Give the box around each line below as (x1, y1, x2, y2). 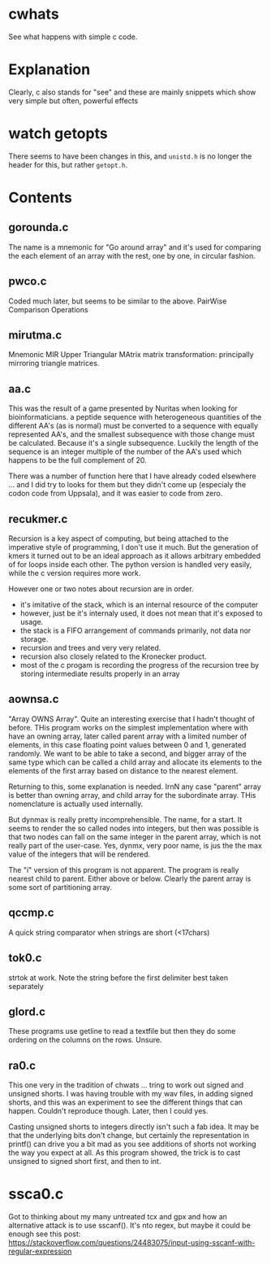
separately (8, 981, 45, 991)
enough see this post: (8, 1229, 81, 1239)
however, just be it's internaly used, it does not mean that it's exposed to (19, 608, 263, 618)
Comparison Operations (8, 304, 88, 314)
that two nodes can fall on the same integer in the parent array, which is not (8, 831, 261, 842)
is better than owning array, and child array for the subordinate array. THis (8, 790, 256, 800)
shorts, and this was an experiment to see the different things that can (8, 1097, 243, 1107)
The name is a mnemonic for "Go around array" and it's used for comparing (8, 242, 261, 252)
